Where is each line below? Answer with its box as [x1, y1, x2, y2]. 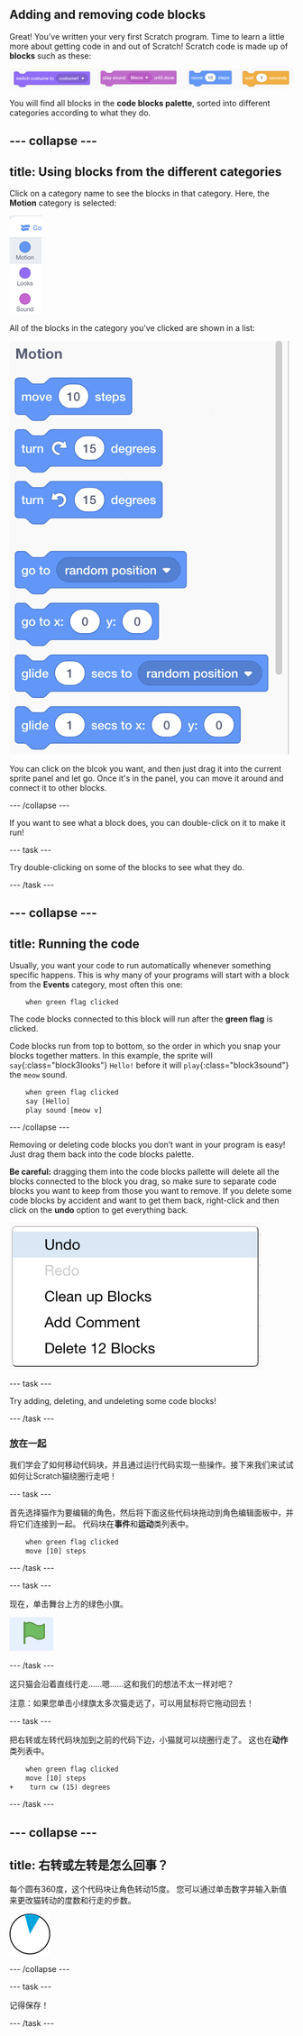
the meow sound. [9, 1069, 68, 1080]
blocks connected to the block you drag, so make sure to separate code [9, 1176, 277, 1187]
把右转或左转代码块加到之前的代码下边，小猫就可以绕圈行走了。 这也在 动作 [9, 1735, 289, 1746]
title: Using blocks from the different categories [9, 164, 282, 179]
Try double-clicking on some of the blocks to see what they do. [9, 861, 245, 873]
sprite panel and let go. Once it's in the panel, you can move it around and [9, 773, 284, 784]
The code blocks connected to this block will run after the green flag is [9, 1013, 273, 1024]
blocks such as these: [9, 50, 92, 61]
